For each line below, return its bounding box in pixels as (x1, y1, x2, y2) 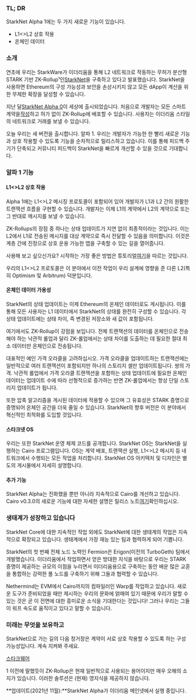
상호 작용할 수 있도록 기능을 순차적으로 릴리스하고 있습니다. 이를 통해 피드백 (12, 137, 184, 144)
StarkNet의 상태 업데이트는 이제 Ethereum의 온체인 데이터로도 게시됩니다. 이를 (6, 300, 186, 307)
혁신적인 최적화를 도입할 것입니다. (6, 411, 83, 418)
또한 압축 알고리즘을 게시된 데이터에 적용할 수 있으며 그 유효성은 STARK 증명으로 (6, 396, 190, 403)
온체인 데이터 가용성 (6, 286, 51, 294)
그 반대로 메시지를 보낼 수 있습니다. (6, 212, 86, 219)
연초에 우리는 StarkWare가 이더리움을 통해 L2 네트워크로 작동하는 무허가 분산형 (6, 69, 187, 76)
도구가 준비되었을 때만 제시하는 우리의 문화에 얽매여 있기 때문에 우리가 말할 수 (12, 590, 189, 597)
